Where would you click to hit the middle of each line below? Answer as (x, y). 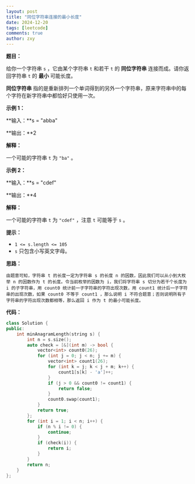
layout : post (22, 11)
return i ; (60, 448)
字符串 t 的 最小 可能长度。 (43, 76)
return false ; (75, 389)
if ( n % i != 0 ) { (60, 427)
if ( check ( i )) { (57, 443)
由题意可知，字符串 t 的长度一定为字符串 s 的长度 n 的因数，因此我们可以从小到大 (94, 276)
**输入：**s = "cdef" (31, 183)
